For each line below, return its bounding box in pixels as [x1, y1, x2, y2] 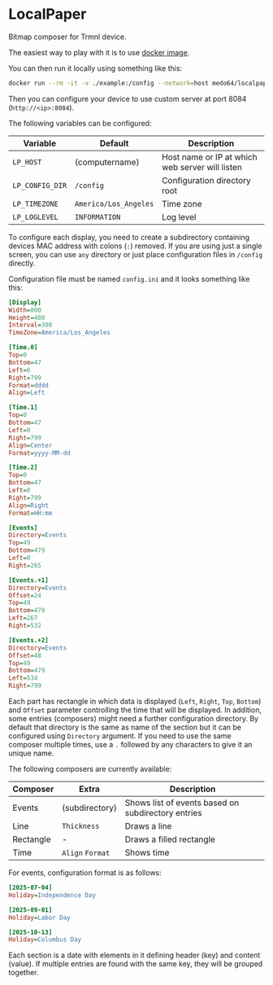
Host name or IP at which [161, 151, 258, 163]
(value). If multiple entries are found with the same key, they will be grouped [8, 959, 263, 969]
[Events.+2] [8, 636, 49, 644]
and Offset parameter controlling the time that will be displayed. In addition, [8, 705, 262, 715]
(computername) [74, 156, 140, 168]
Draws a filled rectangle [124, 834, 215, 845]
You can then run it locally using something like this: [8, 63, 183, 73]
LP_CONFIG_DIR [12, 181, 67, 190]
